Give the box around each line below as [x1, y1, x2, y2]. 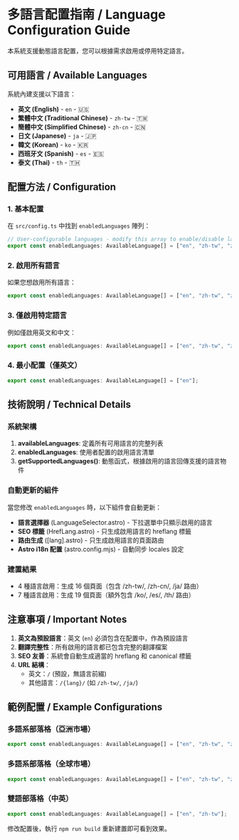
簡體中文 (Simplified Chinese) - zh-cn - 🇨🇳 [17, 122, 147, 131]
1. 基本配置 [7, 204, 44, 214]
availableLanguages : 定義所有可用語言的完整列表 [17, 439, 164, 448]
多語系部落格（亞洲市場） [7, 724, 95, 734]
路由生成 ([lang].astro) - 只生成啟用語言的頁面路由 [17, 535, 164, 545]
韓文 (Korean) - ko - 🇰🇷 [17, 140, 89, 149]
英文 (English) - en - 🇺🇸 [17, 105, 90, 113]
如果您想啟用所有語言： [7, 278, 76, 287]
